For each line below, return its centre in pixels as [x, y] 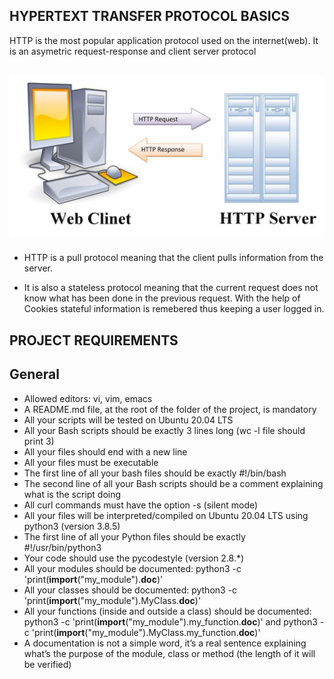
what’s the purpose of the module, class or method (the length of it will [169, 653]
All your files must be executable [91, 462]
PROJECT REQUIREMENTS [94, 340]
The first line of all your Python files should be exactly [134, 536]
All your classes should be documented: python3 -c [130, 590]
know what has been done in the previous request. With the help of [162, 298]
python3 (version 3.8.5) [72, 526]
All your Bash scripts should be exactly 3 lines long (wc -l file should [164, 430]
